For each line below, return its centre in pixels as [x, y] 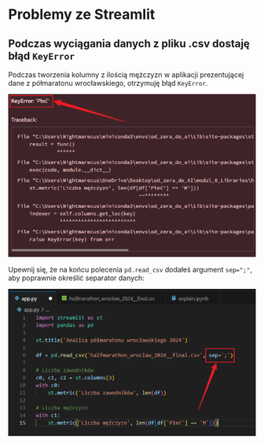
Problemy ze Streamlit [82, 15]
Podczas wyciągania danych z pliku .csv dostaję [129, 44]
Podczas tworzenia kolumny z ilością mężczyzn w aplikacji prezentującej [126, 75]
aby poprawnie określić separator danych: [76, 278]
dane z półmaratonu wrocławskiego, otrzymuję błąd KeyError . [108, 83]
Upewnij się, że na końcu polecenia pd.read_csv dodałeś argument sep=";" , [130, 270]
